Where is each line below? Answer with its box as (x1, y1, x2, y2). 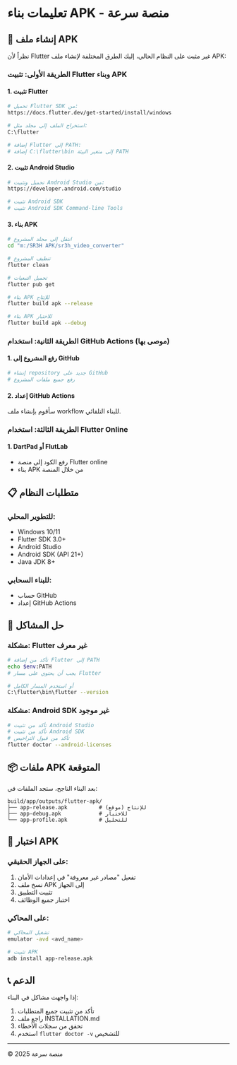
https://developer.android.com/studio (7, 185, 121, 192)
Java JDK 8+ (17, 557, 56, 566)
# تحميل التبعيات (7, 274, 48, 281)
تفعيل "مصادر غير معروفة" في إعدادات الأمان (17, 873, 136, 881)
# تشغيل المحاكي (7, 929, 49, 936)
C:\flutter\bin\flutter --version (7, 689, 109, 696)
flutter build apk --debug (7, 319, 87, 326)
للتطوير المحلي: (7, 511, 56, 521)
